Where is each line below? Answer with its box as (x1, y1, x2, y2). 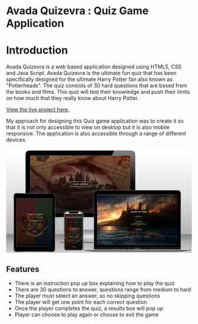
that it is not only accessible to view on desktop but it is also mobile (6, 124, 170, 131)
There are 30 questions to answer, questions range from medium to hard (14, 286, 192, 293)
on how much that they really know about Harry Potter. (6, 94, 139, 102)
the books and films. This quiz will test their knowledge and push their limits (6, 89, 190, 96)
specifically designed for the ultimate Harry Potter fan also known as (6, 76, 173, 83)
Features (6, 264, 39, 274)
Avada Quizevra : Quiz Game (6, 4, 149, 18)
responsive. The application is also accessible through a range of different (6, 130, 187, 137)
